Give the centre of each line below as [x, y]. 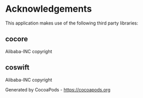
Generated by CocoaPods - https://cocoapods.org [58, 89]
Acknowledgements [49, 9]
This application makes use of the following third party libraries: [72, 23]
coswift [17, 68]
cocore [17, 39]
